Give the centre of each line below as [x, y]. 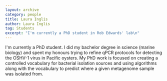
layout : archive [22, 10]
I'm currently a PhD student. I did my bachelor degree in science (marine [80, 47]
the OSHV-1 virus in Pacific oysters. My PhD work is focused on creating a [82, 58]
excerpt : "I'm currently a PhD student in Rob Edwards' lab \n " [72, 33]
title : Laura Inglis [27, 19]
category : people [23, 14]
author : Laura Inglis [28, 24]
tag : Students [20, 28]
